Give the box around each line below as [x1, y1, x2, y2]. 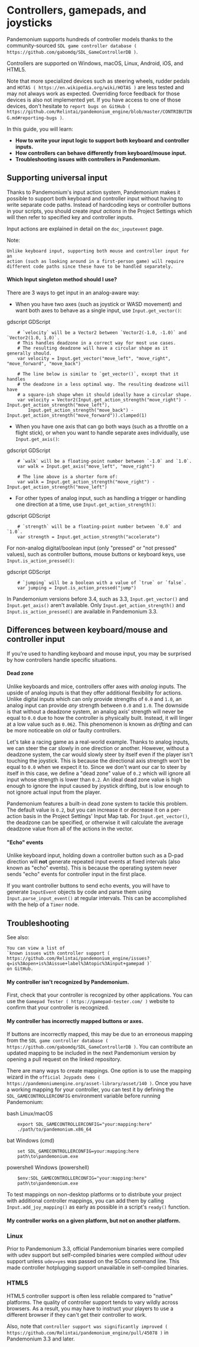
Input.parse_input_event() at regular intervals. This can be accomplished [6, 895, 187, 902]
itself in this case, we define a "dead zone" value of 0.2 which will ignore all [6, 770, 191, 777]
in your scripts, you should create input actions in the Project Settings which [6, 207, 193, 215]
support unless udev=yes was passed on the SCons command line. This [6, 1258, 180, 1265]
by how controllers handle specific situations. [6, 656, 118, 663]
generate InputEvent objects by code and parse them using [6, 888, 151, 895]
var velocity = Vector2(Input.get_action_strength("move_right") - [17, 397, 187, 403]
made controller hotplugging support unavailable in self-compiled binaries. [6, 1264, 188, 1271]
